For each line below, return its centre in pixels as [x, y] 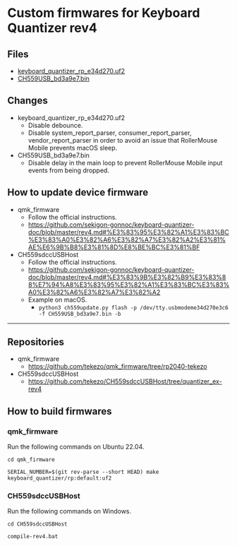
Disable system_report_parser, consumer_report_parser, [110, 133]
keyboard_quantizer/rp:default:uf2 [60, 478]
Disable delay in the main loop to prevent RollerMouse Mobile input [125, 162]
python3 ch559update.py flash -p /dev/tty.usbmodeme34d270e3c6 [133, 308]
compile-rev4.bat [33, 537]
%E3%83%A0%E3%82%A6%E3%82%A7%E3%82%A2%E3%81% [127, 239]
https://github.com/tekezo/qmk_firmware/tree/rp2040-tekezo [117, 367]
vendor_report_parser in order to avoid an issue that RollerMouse [123, 140]
